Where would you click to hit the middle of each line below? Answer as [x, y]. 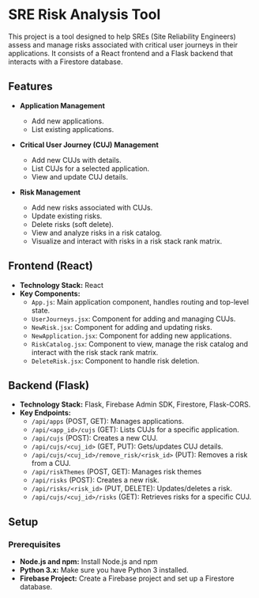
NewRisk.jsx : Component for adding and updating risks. [122, 327]
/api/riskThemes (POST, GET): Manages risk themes [116, 471]
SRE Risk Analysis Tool [84, 15]
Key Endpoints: [45, 413]
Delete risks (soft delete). [73, 224]
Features [30, 87]
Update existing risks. [67, 216]
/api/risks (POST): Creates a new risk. [95, 480]
